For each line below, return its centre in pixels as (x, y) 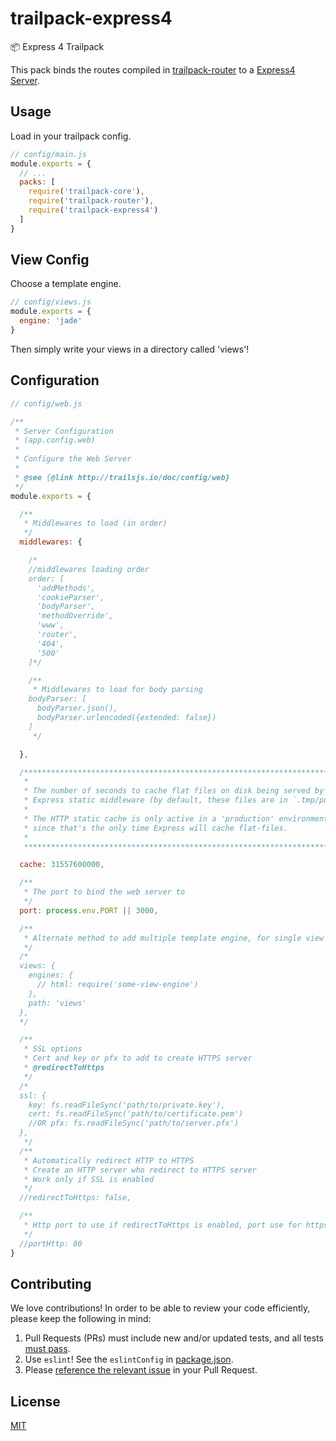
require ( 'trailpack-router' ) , (91, 201)
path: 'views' (57, 1003)
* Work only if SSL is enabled (89, 1179)
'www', (50, 625)
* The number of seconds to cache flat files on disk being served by (174, 791)
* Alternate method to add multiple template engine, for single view (174, 938)
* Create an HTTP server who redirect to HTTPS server (140, 1170)
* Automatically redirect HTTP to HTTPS (109, 1160)
